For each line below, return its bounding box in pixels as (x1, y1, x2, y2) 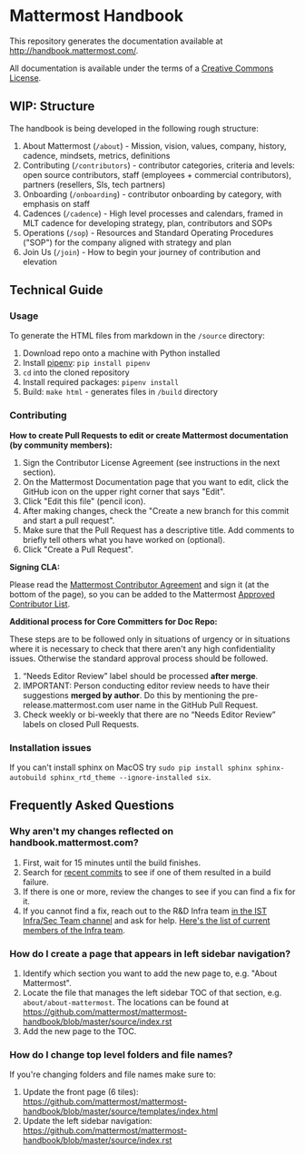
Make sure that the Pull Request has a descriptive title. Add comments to (22, 524, 295, 536)
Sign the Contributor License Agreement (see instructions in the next (22, 457, 280, 468)
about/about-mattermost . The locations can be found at (22, 997, 229, 1008)
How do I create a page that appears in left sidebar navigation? (9, 947, 291, 960)
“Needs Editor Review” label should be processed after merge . (22, 670, 259, 681)
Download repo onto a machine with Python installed (22, 348, 221, 359)
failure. (22, 876, 49, 887)
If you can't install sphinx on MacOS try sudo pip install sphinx (9, 762, 252, 773)
